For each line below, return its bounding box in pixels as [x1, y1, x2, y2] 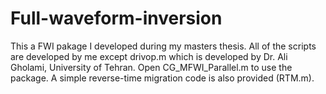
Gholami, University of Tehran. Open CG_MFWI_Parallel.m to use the [10, 61, 293, 73]
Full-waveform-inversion [10, 7, 223, 30]
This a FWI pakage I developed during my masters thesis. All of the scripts [10, 40, 317, 52]
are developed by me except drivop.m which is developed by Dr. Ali [10, 50, 288, 62]
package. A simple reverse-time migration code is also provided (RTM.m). [10, 72, 315, 84]
